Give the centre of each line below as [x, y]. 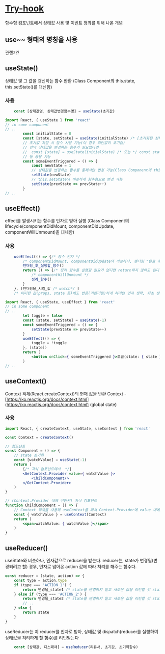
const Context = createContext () [39, 437]
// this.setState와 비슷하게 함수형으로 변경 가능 [77, 180]
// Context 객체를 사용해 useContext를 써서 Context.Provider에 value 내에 [87, 510]
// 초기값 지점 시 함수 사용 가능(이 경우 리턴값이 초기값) [74, 143]
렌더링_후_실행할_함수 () [43, 266]
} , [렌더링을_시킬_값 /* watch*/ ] [47, 288]
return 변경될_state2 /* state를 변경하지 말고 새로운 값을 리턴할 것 [87, 599]
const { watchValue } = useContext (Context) [60, 514]
